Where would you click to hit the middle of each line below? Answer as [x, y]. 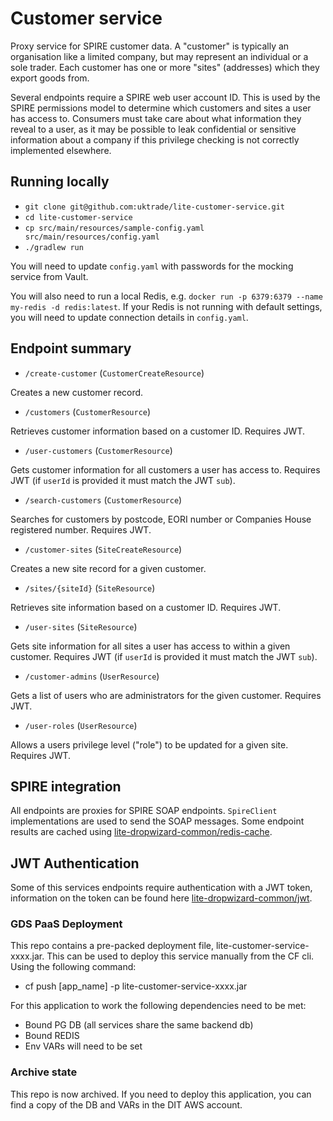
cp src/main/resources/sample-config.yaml [114, 228]
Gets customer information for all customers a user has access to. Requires [165, 469]
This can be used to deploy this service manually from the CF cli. [180, 956]
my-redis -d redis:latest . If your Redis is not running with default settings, [166, 306]
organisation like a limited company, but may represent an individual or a [159, 56]
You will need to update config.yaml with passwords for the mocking [152, 266]
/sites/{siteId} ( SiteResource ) [90, 588]
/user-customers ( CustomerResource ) [98, 450]
